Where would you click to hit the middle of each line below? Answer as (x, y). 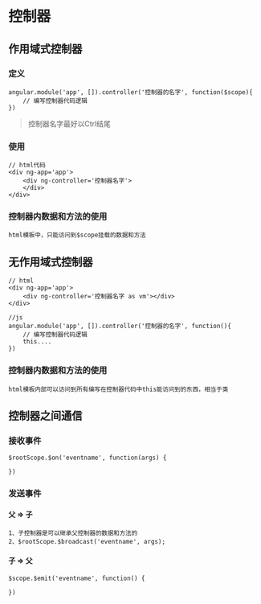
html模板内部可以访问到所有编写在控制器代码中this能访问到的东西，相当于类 (118, 389)
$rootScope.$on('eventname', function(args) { (88, 458)
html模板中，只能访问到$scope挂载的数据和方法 (77, 235)
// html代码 (27, 166)
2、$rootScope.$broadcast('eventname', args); (87, 542)
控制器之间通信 (45, 415)
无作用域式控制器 (51, 262)
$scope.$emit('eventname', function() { (77, 578)
